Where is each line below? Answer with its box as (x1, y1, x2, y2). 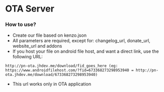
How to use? (5, 21, 36, 28)
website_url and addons (12, 43, 62, 49)
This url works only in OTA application (12, 81, 92, 87)
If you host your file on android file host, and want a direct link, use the (12, 48, 159, 54)
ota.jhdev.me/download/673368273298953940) (5, 72, 98, 77)
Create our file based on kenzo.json (12, 32, 87, 38)
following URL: (12, 54, 43, 60)
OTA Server (5, 3, 54, 15)
